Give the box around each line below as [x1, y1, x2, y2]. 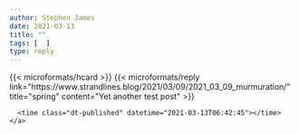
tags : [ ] [9, 38, 51, 48]
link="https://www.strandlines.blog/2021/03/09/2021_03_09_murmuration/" [9, 81, 291, 92]
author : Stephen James [9, 13, 95, 23]
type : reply [9, 47, 54, 56]
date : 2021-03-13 [9, 22, 75, 31]
